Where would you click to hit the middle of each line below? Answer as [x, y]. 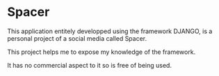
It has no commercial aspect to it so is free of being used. [90, 65]
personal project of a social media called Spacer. [77, 38]
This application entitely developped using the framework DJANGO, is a [110, 31]
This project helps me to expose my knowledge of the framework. [102, 52]
